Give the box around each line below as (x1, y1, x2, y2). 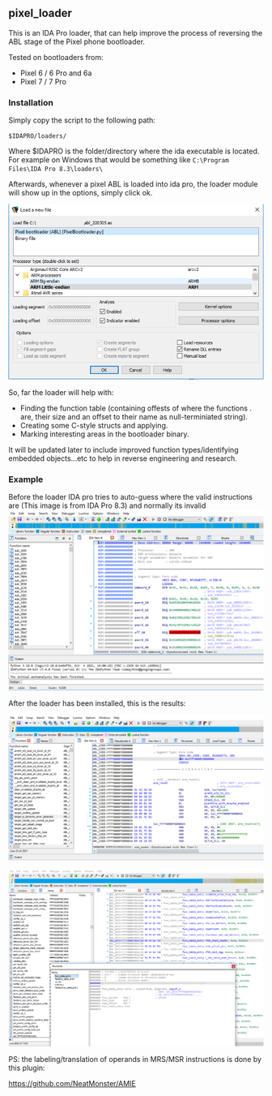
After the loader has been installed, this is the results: (8, 698, 186, 708)
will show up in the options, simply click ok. (8, 188, 153, 198)
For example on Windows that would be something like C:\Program (8, 155, 229, 165)
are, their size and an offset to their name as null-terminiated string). (19, 411, 249, 421)
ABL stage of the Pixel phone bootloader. (8, 37, 146, 46)
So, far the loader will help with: (8, 387, 114, 397)
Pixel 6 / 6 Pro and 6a (19, 68, 92, 78)
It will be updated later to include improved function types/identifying (8, 445, 239, 454)
